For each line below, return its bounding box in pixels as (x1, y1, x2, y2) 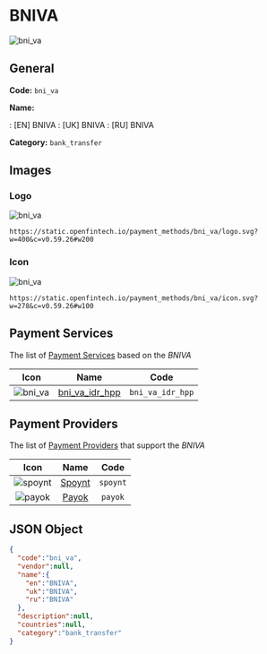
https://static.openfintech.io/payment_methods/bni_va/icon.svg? (9, 293, 258, 303)
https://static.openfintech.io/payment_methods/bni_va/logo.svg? (9, 228, 258, 237)
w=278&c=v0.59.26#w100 (9, 301, 94, 310)
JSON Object (9, 521, 83, 537)
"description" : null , (17, 612, 94, 621)
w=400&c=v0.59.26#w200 (9, 235, 94, 245)
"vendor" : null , (17, 562, 74, 571)
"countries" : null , (17, 620, 87, 630)
